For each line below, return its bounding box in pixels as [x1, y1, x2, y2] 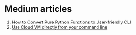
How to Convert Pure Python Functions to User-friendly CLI [11, 19, 131, 25]
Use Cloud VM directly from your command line [11, 24, 108, 30]
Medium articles [4, 3, 72, 14]
